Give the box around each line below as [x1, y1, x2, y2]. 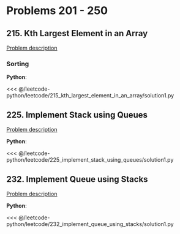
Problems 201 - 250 [6, 4, 108, 18]
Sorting [6, 59, 29, 68]
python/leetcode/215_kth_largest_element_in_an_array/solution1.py [6, 92, 174, 99]
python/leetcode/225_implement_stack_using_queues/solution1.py [6, 156, 174, 164]
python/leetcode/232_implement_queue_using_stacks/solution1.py [6, 220, 174, 227]
